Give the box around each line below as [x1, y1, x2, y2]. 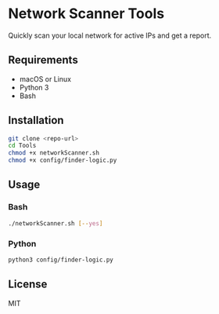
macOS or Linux [19, 74, 72, 83]
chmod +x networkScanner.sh [8, 149, 100, 157]
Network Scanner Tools [8, 5, 165, 23]
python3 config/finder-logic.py [8, 256, 113, 264]
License [8, 278, 48, 291]
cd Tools [8, 142, 37, 150]
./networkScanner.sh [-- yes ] [8, 219, 103, 228]
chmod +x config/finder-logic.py [8, 156, 117, 165]
